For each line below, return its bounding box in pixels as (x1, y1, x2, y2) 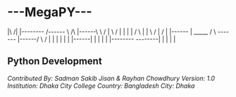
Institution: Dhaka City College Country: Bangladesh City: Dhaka (7, 82, 195, 90)
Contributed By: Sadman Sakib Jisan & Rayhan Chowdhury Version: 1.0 (7, 74, 216, 82)
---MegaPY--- (7, 4, 93, 20)
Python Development (7, 56, 102, 67)
